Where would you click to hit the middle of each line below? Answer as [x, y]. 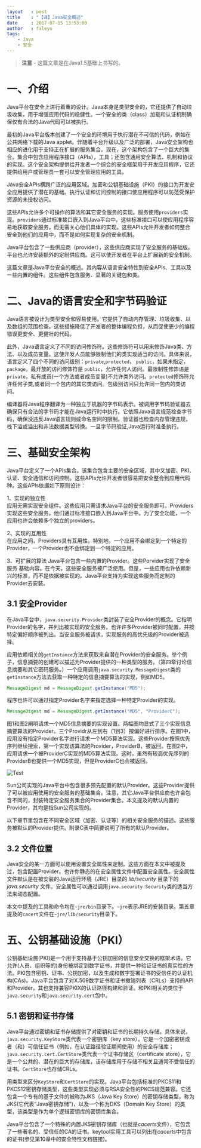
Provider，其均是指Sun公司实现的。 [51, 808]
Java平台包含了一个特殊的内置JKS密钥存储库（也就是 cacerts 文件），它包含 [99, 1124]
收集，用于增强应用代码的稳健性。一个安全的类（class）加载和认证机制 [99, 114]
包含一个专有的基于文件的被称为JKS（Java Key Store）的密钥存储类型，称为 [101, 1096]
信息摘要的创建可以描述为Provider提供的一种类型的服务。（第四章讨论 [102, 662]
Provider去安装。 [28, 583]
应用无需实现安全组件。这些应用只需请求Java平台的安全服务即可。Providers [100, 505]
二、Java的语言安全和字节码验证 [87, 301]
